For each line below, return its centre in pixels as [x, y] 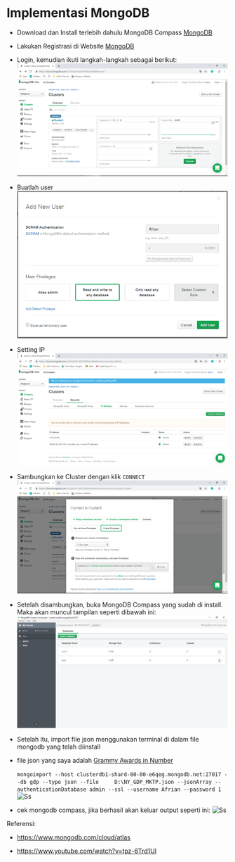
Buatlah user [35, 187]
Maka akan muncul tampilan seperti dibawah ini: [86, 612]
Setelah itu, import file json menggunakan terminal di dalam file [108, 740]
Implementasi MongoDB [78, 13]
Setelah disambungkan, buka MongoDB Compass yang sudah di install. [120, 604]
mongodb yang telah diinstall [59, 747]
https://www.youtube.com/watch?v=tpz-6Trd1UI [87, 851]
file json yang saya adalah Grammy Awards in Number [95, 761]
